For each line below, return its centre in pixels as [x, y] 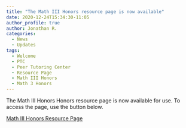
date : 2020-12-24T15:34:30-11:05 [48, 17]
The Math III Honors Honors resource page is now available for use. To [93, 101]
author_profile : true [33, 23]
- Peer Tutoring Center [41, 67]
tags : [13, 51]
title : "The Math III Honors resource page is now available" [85, 12]
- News [20, 39]
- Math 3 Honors [32, 84]
